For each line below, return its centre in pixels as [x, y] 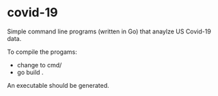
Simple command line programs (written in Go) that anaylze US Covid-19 [109, 31]
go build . [30, 72]
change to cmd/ [39, 65]
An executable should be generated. [58, 85]
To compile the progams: [42, 52]
